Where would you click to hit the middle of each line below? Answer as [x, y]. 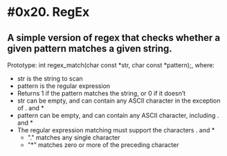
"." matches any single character [74, 137]
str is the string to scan [50, 78]
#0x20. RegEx [48, 12]
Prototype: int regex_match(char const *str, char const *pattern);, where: [111, 65]
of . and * [30, 108]
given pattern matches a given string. [90, 48]
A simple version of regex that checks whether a [113, 38]
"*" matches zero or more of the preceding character [103, 145]
